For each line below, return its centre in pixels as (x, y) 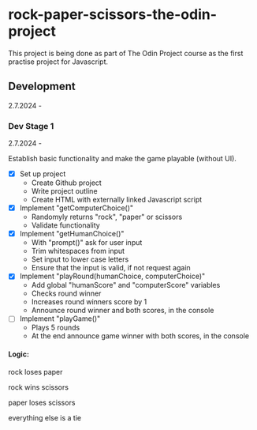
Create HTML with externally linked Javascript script (117, 200)
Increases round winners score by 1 (89, 302)
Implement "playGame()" (60, 319)
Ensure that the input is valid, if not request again (111, 268)
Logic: (19, 354)
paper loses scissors (42, 402)
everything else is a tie (45, 417)
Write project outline (64, 191)
